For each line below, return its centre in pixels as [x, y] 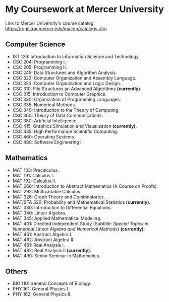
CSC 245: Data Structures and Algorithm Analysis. [65, 72]
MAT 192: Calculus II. [34, 181]
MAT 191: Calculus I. [33, 175]
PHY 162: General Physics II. [42, 294]
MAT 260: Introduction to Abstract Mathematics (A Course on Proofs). [85, 186]
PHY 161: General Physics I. [41, 289]
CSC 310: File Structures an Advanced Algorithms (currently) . [77, 89]
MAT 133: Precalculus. [36, 170]
